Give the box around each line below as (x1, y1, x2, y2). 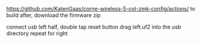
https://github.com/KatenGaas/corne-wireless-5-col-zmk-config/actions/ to (6, 5, 196, 12)
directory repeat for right (6, 30, 68, 37)
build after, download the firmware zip (6, 12, 101, 19)
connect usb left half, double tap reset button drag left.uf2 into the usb (6, 24, 182, 30)
